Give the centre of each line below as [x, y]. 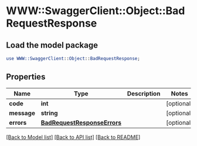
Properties [26, 77]
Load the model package [52, 45]
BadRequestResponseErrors [81, 122]
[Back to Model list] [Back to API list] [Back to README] [73, 137]
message [22, 113]
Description [144, 94]
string [49, 113]
